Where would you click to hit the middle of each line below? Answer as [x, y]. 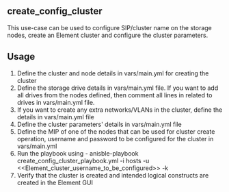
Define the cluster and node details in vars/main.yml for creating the [113, 73]
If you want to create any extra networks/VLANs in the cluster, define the [120, 110]
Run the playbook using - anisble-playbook [78, 153]
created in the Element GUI [55, 182]
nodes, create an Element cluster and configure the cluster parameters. [108, 35]
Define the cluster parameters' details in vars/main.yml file [99, 124]
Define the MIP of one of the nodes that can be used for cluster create [116, 131]
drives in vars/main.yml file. [56, 102]
